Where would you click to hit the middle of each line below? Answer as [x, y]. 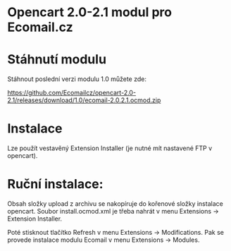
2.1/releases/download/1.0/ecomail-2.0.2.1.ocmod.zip [84, 100]
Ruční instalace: [55, 184]
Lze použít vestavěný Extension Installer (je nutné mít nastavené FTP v [110, 148]
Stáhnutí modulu [57, 60]
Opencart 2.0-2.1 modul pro [90, 12]
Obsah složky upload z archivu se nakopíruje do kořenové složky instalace [115, 204]
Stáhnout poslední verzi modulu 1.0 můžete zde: [77, 79]
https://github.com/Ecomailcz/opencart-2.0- [71, 93]
